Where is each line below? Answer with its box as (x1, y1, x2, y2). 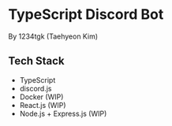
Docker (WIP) (19, 92, 64, 102)
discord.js (19, 83, 52, 93)
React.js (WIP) (19, 100, 66, 109)
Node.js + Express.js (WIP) (19, 109, 107, 118)
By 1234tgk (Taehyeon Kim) (8, 31, 99, 41)
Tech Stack (8, 54, 65, 68)
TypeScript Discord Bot (8, 6, 164, 24)
